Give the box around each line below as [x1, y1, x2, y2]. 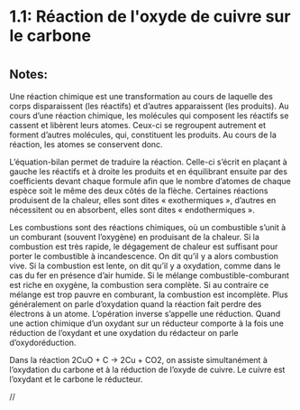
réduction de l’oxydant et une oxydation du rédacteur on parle [9, 327, 239, 338]
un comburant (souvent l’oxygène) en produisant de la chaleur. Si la [9, 231, 259, 242]
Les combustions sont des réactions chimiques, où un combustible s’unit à [9, 221, 286, 232]
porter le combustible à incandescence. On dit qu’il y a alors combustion [9, 250, 279, 261]
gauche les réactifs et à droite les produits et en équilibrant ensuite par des [9, 165, 288, 177]
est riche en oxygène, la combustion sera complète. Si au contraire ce [9, 279, 269, 290]
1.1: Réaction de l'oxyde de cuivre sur [9, 6, 291, 27]
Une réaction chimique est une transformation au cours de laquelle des [9, 90, 273, 101]
